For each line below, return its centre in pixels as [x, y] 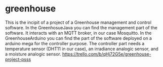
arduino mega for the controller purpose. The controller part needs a [75, 43]
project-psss [18, 59]
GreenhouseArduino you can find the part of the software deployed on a [79, 38]
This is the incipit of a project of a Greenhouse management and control [78, 22]
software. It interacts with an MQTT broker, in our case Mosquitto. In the [78, 33]
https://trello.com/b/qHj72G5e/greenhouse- [107, 54]
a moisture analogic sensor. [33, 54]
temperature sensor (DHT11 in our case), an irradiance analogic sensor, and [82, 49]
